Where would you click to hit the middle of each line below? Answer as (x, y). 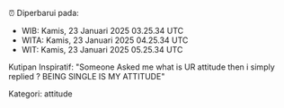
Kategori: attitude (40, 94)
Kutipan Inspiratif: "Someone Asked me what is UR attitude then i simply (142, 67)
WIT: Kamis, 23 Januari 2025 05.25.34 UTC (102, 50)
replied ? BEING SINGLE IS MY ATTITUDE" (87, 76)
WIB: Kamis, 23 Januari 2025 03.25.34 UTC (102, 31)
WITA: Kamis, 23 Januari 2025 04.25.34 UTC (105, 40)
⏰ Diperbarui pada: (44, 13)
